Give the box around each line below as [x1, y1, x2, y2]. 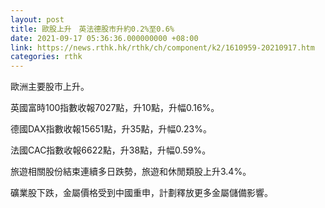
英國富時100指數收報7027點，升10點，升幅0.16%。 [10, 102, 220, 114]
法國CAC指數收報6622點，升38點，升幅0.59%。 [10, 144, 212, 156]
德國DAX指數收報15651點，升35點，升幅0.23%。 [10, 123, 212, 135]
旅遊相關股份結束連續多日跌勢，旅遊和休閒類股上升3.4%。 [10, 166, 252, 178]
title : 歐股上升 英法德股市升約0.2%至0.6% [10, 24, 175, 34]
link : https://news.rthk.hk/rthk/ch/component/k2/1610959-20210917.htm [10, 42, 315, 53]
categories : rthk [10, 52, 83, 62]
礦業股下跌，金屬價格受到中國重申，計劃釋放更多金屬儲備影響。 [10, 187, 273, 199]
